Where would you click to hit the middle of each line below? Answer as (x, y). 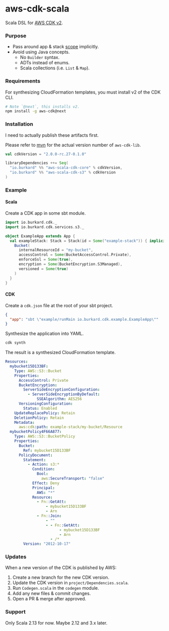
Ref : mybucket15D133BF (47, 450)
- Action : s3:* (43, 465)
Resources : (17, 362)
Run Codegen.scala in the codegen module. (56, 588)
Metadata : (25, 422)
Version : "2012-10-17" (47, 544)
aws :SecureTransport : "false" (73, 479)
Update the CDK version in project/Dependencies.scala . (71, 583)
